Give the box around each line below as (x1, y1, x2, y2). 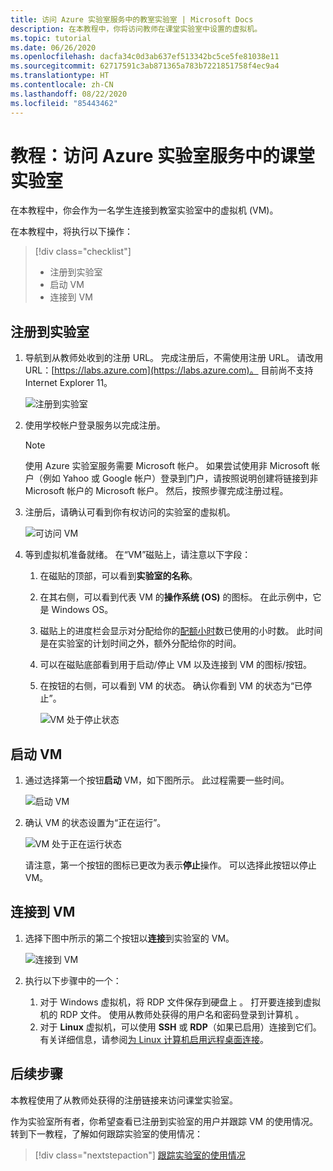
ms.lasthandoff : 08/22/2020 (10, 89, 128, 99)
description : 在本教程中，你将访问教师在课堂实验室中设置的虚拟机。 (10, 24, 263, 34)
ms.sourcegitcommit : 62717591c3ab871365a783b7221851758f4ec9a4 (10, 61, 280, 71)
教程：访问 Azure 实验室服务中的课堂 (10, 144, 316, 167)
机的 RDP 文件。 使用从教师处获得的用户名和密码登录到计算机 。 (39, 1008, 305, 1020)
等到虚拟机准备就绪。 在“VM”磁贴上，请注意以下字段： (24, 549, 252, 561)
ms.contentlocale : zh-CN (10, 80, 114, 90)
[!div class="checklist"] (34, 246, 132, 258)
